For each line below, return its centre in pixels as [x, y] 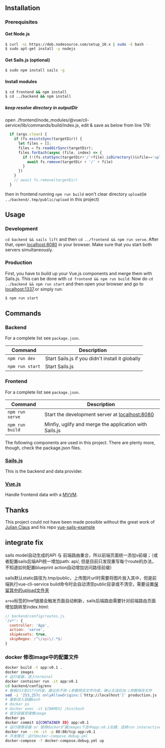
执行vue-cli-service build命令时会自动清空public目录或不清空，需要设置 [82, 584]
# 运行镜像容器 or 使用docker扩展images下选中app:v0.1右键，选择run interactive [83, 727]
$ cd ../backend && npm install [38, 96]
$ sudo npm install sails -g [35, 70]
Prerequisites [21, 22]
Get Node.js [18, 33]
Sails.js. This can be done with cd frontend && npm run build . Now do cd [79, 279]
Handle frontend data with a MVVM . [41, 495]
